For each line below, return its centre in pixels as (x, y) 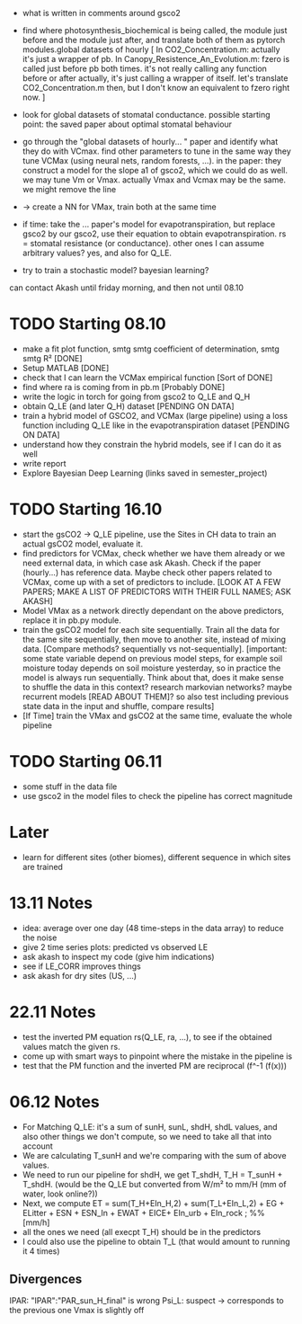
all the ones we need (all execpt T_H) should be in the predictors (142, 1231)
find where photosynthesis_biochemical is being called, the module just (155, 30)
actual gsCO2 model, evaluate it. (83, 544)
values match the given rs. (71, 1046)
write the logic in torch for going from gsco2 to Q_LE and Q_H (136, 396)
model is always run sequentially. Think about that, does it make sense (153, 677)
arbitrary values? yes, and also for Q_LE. (97, 253)
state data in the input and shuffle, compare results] (118, 706)
